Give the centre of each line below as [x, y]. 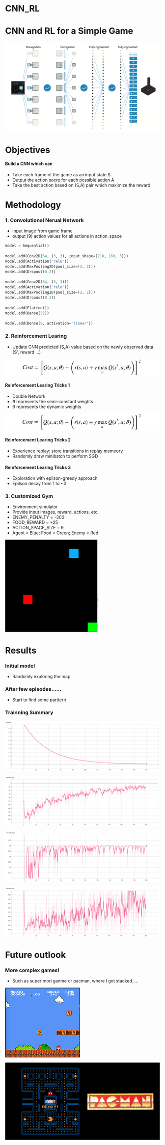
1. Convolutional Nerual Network [45, 220]
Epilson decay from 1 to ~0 [39, 484]
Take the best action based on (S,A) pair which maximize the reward [81, 185]
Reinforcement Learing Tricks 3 [38, 467]
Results [21, 650]
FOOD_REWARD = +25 [35, 522]
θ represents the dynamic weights [47, 407]
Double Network [29, 396]
